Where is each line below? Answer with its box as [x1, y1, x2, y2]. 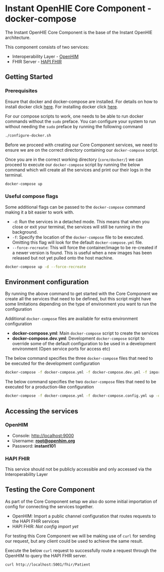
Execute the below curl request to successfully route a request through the [5, 547, 157, 553]
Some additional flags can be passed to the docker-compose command [5, 204, 145, 210]
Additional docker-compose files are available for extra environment [5, 316, 138, 322]
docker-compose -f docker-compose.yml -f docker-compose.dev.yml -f [5, 370, 147, 375]
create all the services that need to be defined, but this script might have [5, 296, 151, 302]
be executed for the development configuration [5, 360, 100, 366]
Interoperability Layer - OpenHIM [12, 53, 79, 59]
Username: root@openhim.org [12, 437, 75, 444]
